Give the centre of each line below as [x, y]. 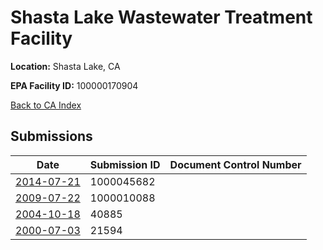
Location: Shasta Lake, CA [65, 66]
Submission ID [125, 164]
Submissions [51, 136]
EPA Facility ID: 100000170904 [74, 85]
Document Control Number [235, 164]
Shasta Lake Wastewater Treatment [161, 17]
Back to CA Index [46, 105]
